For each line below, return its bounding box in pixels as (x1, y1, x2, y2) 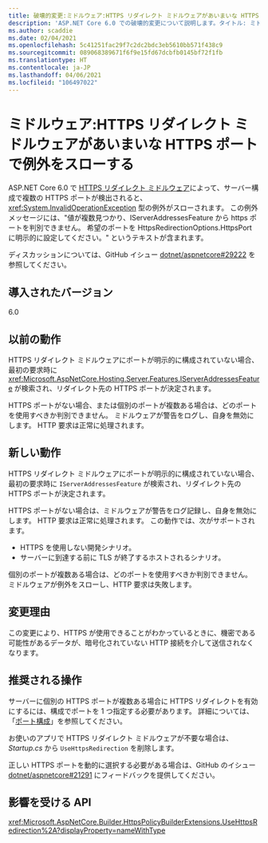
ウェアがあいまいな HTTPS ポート (36, 135, 258, 153)
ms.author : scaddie (8, 26, 73, 34)
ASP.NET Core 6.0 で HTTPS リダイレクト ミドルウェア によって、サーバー (8, 183, 252, 192)
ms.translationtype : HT (8, 57, 88, 65)
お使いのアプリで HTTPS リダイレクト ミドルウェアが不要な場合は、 (8, 733, 234, 742)
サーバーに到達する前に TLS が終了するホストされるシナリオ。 (19, 552, 226, 562)
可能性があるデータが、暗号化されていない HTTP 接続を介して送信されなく (8, 638, 254, 647)
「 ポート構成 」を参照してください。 (8, 716, 128, 726)
